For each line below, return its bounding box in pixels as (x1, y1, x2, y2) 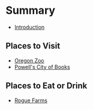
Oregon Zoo (14, 57, 44, 64)
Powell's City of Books (14, 63, 70, 70)
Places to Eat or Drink (5, 81, 88, 91)
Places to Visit (5, 41, 61, 51)
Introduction (14, 23, 45, 31)
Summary (5, 4, 55, 17)
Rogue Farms (14, 97, 47, 104)
